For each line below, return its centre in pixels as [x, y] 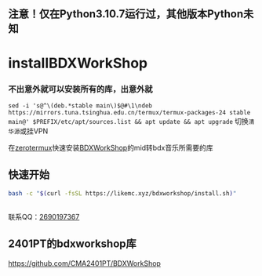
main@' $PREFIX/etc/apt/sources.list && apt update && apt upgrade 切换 [129, 121]
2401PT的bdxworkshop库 [73, 244]
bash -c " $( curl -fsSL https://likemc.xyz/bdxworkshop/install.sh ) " [122, 193]
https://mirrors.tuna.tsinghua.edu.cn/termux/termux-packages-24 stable [129, 112]
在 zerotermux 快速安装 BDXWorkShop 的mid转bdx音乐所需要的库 [111, 147]
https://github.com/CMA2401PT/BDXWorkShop [84, 263]
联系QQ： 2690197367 [44, 216]
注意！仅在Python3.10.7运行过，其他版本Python [126, 14]
